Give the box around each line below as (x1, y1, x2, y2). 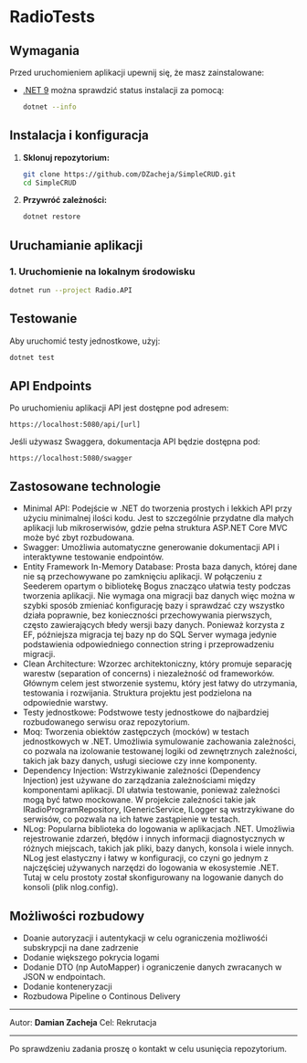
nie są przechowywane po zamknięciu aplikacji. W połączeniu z (22, 571, 263, 582)
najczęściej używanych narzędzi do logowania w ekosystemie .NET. (22, 862, 279, 874)
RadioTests (9, 6, 96, 27)
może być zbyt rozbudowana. (22, 532, 135, 543)
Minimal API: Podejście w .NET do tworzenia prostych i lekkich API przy (22, 503, 292, 514)
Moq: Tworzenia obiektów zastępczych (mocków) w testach (22, 727, 249, 738)
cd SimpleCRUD (22, 178, 77, 187)
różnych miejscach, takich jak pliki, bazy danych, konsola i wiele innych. (22, 843, 294, 854)
